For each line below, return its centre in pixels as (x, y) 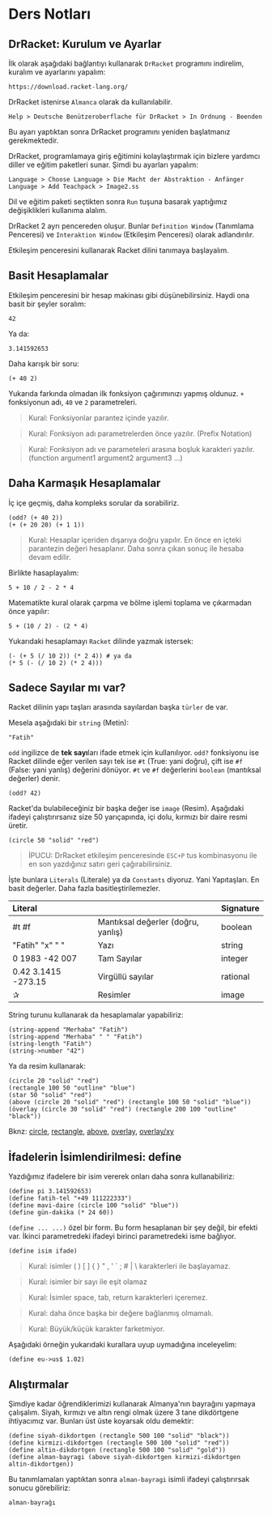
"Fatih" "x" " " (38, 945)
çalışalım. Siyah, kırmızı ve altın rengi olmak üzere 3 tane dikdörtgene (123, 1413)
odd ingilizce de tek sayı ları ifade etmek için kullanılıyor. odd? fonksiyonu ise (134, 753)
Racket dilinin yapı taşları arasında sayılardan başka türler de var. (118, 707)
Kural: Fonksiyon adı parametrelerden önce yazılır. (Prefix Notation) (140, 433)
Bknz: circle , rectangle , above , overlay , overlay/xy (91, 1132)
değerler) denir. (34, 779)
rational (236, 977)
